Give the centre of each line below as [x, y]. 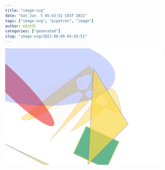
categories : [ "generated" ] [33, 31]
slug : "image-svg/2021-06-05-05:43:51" [46, 36]
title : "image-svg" [25, 10]
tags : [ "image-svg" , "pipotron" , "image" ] [49, 21]
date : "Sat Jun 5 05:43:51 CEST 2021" [46, 16]
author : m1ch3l [21, 26]
